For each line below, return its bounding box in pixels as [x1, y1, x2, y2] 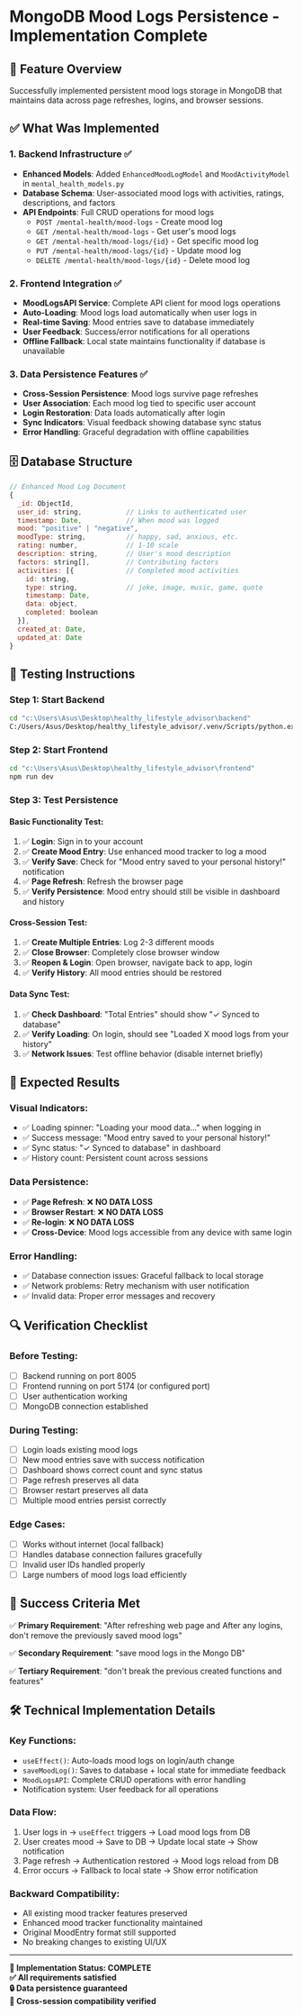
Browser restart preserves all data [22, 1485, 148, 1496]
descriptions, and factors [22, 196, 116, 208]
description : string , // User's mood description [17, 550, 231, 559]
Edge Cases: [9, 1518, 66, 1531]
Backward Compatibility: [9, 1887, 120, 1900]
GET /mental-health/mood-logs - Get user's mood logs [35, 225, 236, 236]
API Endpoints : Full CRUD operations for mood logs [22, 206, 214, 217]
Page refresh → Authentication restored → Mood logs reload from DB [22, 1855, 280, 1866]
